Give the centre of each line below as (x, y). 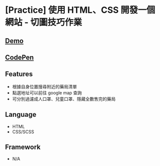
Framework (23, 147)
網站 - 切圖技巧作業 (44, 22)
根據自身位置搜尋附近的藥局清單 (44, 86)
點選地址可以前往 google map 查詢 (47, 93)
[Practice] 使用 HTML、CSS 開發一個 (80, 10)
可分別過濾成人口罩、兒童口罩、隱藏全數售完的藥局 (64, 99)
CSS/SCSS (23, 132)
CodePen (20, 57)
